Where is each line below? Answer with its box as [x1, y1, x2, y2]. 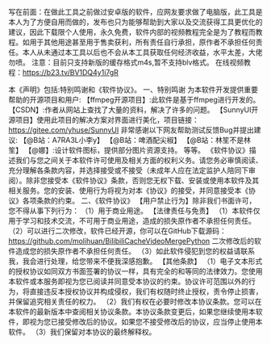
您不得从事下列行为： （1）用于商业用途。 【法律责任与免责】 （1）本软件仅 [8, 206, 261, 216]
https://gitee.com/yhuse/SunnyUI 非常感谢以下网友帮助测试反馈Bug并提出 [8, 125, 254, 135]
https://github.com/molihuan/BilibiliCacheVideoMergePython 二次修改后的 [8, 237, 255, 245]
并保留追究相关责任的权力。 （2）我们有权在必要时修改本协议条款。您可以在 [8, 297, 262, 306]
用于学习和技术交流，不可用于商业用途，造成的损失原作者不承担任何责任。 [8, 216, 256, 225]
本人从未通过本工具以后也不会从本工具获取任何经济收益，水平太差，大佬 [22, 48, 263, 57]
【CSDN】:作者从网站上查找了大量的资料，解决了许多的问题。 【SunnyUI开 [8, 105, 259, 115]
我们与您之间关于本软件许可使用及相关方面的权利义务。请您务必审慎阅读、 [15, 156, 263, 165]
